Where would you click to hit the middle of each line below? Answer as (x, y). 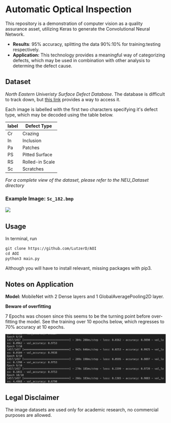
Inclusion (32, 140)
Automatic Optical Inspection (68, 9)
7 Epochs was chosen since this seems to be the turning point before (78, 316)
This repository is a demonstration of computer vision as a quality (74, 23)
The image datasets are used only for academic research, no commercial (82, 410)
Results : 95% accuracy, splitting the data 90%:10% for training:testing (87, 44)
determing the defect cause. (42, 66)
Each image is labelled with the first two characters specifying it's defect (81, 109)
